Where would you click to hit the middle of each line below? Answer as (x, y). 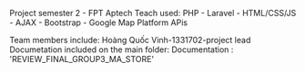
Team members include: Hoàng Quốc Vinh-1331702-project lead (130, 40)
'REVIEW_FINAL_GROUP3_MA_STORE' (82, 59)
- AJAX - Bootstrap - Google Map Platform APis (99, 22)
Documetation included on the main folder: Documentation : (122, 49)
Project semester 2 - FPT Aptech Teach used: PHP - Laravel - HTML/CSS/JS (153, 13)
